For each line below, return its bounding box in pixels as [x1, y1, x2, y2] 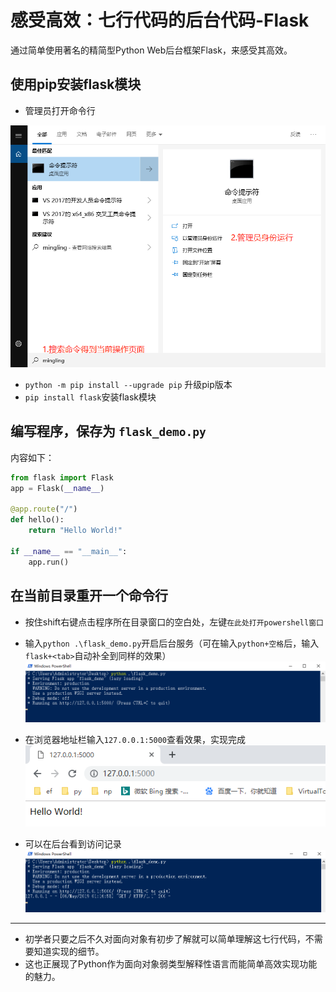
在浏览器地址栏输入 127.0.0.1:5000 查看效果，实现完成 [24, 733, 247, 745]
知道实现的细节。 [33, 946, 105, 958]
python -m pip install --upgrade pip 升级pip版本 [24, 379, 233, 391]
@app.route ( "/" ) [10, 504, 78, 515]
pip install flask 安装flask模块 [24, 391, 157, 403]
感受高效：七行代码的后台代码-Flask [10, 9, 310, 32]
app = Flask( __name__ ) [10, 483, 105, 493]
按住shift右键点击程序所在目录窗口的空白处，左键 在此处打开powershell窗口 [24, 616, 324, 628]
